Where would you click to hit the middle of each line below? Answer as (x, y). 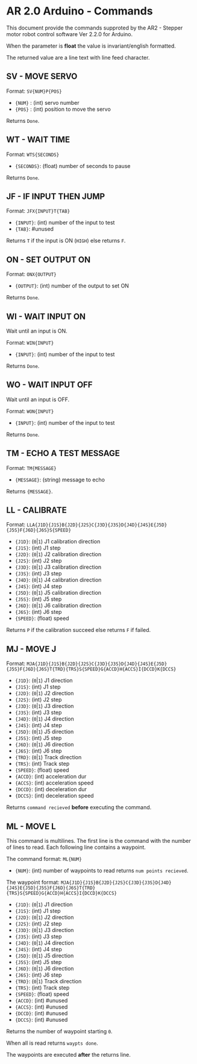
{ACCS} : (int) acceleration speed (54, 783)
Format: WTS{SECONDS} (33, 154)
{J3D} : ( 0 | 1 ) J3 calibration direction (58, 567)
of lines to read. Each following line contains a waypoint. (76, 847)
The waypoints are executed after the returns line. (69, 1055)
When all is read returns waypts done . (52, 1043)
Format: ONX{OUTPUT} (32, 274)
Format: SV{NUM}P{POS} (34, 91)
